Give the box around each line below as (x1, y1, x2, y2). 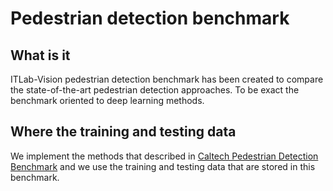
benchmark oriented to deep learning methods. (10, 95, 205, 106)
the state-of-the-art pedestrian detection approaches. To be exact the (10, 84, 300, 96)
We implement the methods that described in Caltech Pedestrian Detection (10, 150, 319, 162)
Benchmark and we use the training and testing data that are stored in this (10, 160, 316, 172)
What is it (10, 47, 71, 64)
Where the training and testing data (10, 123, 237, 141)
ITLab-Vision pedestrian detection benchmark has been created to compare (10, 73, 324, 85)
